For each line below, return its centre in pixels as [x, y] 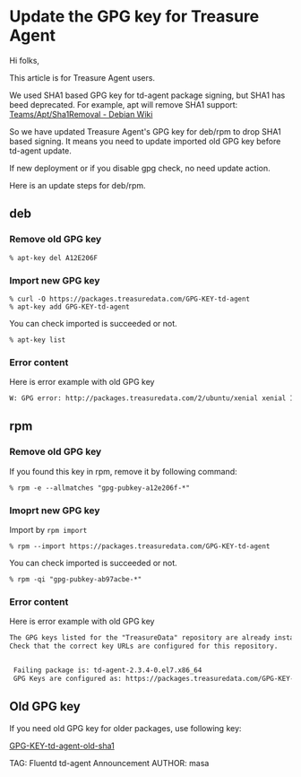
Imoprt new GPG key [55, 511]
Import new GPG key [55, 280]
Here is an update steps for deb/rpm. [77, 185]
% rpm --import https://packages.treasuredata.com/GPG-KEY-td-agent [140, 546]
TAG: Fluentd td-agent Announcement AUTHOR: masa [109, 763]
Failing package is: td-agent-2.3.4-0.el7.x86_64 [107, 670]
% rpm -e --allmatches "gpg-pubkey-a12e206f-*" [100, 488]
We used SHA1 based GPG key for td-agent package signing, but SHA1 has [147, 95]
